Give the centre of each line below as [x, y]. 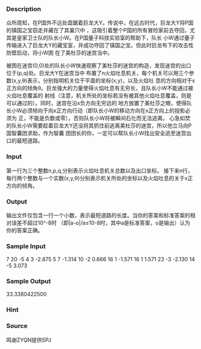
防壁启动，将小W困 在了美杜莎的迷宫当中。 [59, 53]
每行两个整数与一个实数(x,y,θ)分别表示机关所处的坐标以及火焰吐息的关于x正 [100, 178]
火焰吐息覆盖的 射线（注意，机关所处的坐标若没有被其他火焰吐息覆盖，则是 [99, 96]
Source [17, 326]
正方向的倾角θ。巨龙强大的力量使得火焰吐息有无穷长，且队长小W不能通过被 [100, 88]
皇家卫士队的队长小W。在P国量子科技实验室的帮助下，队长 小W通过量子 [106, 38]
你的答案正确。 [25, 230]
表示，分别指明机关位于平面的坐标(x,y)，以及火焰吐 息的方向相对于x [111, 80]
